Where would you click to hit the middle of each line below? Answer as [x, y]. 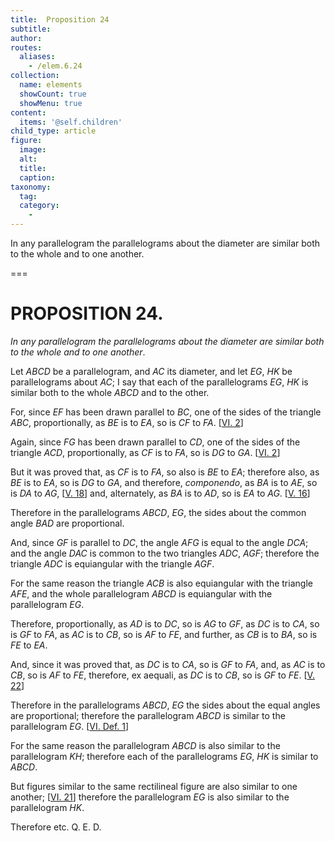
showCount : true [53, 94]
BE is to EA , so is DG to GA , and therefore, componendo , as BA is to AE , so [164, 482]
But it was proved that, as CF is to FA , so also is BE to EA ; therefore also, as [165, 472]
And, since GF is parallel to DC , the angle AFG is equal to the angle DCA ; [159, 542]
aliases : [37, 57]
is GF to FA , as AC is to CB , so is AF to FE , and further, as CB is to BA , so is [164, 634]
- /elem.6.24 [55, 66]
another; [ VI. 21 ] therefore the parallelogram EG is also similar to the [150, 797]
